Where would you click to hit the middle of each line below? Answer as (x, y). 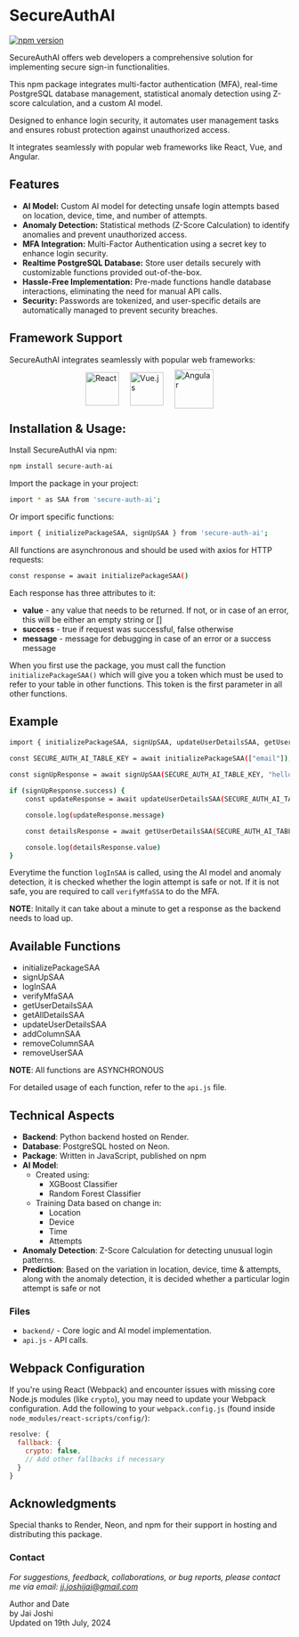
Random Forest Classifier (95, 1193)
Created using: (63, 1175)
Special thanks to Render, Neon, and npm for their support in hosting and (143, 1525)
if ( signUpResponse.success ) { (67, 791)
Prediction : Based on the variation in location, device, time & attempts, (152, 1269)
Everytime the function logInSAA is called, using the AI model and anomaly (145, 873)
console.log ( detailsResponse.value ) (93, 847)
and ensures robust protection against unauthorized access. (120, 129)
